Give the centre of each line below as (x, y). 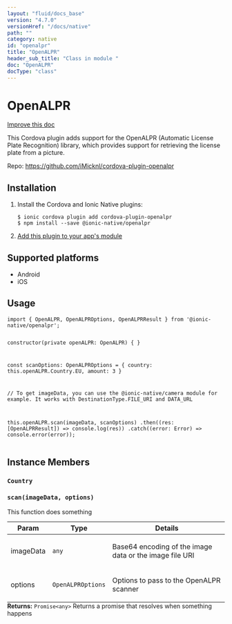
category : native (32, 39)
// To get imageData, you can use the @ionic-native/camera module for (112, 394)
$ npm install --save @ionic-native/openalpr (84, 223)
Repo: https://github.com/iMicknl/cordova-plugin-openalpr (91, 166)
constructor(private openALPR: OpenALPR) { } (74, 343)
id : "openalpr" (29, 46)
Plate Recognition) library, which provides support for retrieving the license (114, 145)
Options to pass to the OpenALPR (166, 580)
